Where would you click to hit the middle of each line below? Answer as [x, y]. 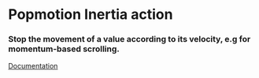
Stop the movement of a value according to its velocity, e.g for [129, 39]
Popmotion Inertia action [91, 15]
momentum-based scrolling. [64, 49]
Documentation [33, 66]
